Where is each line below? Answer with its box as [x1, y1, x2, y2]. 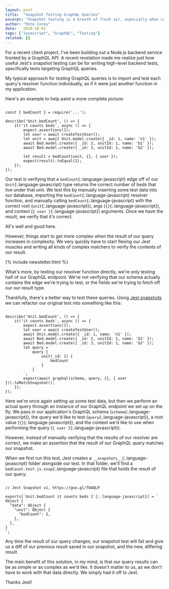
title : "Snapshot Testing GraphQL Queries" [5, 12, 100, 17]
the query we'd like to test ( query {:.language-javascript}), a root [31, 414, 163, 420]
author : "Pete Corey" [5, 21, 51, 27]
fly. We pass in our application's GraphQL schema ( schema [5, 408, 125, 415]
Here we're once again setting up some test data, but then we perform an [5, 398, 157, 404]
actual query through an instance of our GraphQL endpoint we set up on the [5, 403, 162, 409]
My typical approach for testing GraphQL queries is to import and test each [5, 75, 161, 81]
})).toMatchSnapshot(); [5, 380, 55, 385]
